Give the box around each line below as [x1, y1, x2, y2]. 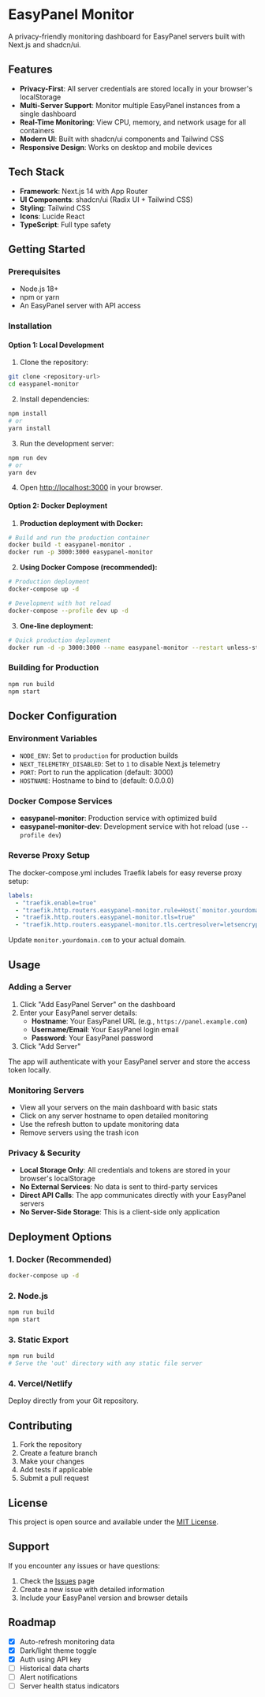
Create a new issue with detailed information [19, 1584, 166, 1594]
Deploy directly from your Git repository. [8, 1396, 140, 1405]
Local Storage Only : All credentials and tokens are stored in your [19, 1166, 231, 1175]
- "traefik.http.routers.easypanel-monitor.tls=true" [15, 913, 196, 922]
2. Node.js [8, 1290, 49, 1301]
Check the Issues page [19, 1576, 95, 1586]
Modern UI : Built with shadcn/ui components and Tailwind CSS [19, 134, 225, 144]
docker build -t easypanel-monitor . [8, 541, 132, 549]
